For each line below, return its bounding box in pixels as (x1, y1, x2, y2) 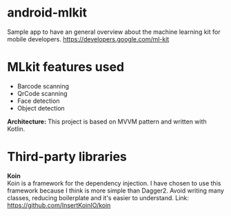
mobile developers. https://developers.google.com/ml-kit (7, 35, 170, 43)
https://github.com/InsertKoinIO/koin (7, 201, 111, 209)
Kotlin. (7, 124, 26, 132)
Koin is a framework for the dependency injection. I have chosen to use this (7, 179, 221, 187)
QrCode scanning (17, 89, 68, 97)
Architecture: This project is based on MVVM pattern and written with (7, 117, 207, 126)
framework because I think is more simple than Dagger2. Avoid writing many (7, 186, 224, 195)
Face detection (17, 97, 60, 105)
